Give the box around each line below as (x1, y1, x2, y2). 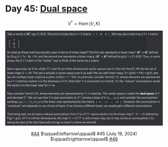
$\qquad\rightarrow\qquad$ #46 (50, 136, 118, 142)
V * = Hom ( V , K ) (67, 20, 100, 27)
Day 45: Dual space (5, 3, 87, 15)
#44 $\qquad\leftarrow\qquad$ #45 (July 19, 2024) (30, 131, 137, 137)
